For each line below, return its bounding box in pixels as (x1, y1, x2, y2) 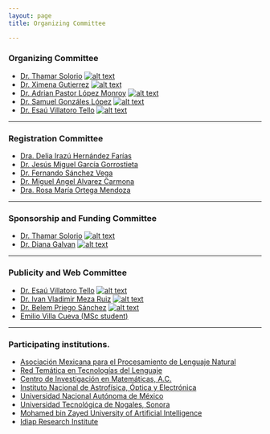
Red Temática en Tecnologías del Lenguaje (19, 365, 163, 375)
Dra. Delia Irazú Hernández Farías (19, 151, 133, 161)
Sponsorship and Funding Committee (8, 213, 157, 224)
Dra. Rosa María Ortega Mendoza (19, 186, 131, 195)
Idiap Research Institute (19, 416, 99, 426)
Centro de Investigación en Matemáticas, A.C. (19, 374, 172, 383)
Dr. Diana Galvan (19, 240, 76, 249)
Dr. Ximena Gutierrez (19, 80, 90, 89)
